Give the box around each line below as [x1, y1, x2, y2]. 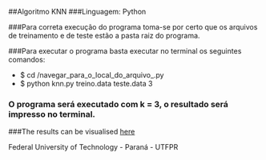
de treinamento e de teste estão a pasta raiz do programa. [8, 31, 200, 40]
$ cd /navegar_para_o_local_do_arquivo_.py [19, 70, 164, 79]
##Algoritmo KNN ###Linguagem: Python [8, 7, 147, 16]
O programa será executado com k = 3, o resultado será [8, 98, 228, 110]
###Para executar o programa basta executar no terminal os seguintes [8, 46, 242, 55]
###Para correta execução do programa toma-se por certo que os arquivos [8, 22, 258, 31]
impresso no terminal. [8, 108, 96, 119]
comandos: [8, 55, 46, 64]
